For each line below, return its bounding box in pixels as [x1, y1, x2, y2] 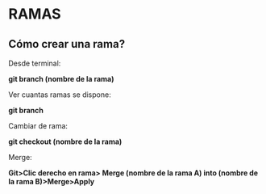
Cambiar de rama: [8, 121, 69, 130]
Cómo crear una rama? [8, 37, 126, 51]
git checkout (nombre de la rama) [8, 137, 123, 146]
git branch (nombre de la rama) [8, 74, 114, 83]
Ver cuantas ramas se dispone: [8, 90, 111, 99]
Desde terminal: [8, 58, 61, 68]
